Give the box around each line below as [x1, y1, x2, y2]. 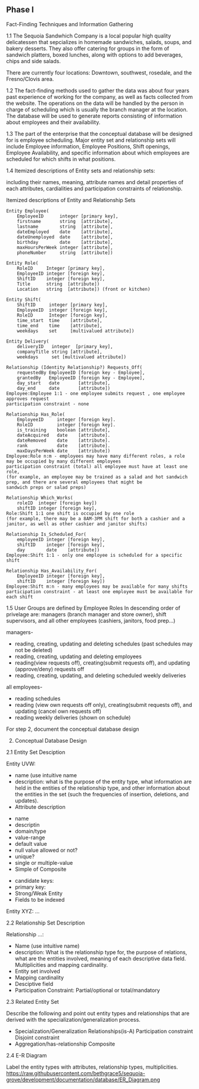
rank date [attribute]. [17, 442, 111, 449]
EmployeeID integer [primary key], [17, 213, 119, 219]
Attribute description [14, 803, 66, 810]
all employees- [6, 683, 43, 690]
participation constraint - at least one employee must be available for [6, 588, 194, 595]
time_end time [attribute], [17, 322, 102, 328]
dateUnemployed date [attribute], [17, 234, 113, 240]
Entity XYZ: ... [6, 907, 40, 914]
